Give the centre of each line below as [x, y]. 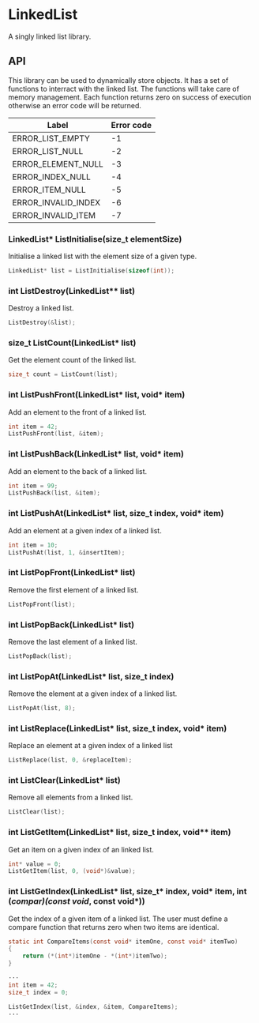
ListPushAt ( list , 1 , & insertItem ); [67, 552]
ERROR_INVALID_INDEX [56, 202]
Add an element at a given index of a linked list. [85, 530]
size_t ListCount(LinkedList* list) [72, 343]
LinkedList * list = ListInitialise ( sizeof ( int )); [92, 271]
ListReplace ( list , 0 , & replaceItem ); [70, 760]
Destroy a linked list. [41, 308]
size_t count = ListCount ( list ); [63, 374]
